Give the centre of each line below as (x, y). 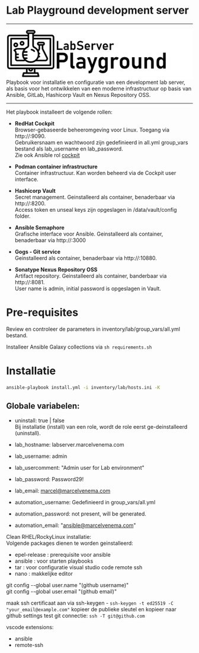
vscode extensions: (30, 627)
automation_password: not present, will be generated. (81, 514)
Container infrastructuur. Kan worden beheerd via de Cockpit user (95, 173)
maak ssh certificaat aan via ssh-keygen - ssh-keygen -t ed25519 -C (90, 603)
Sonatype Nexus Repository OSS (56, 270)
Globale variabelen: (43, 406)
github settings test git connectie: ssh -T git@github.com (76, 616)
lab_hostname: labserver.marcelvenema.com (69, 444)
